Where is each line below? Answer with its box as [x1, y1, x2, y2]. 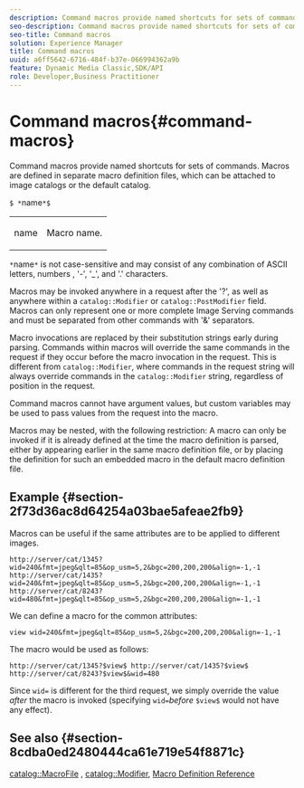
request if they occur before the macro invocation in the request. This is [9, 351, 278, 362]
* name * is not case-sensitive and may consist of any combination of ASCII [9, 259, 288, 270]
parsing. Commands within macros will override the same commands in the [9, 341, 290, 353]
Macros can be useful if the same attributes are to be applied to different [9, 527, 280, 538]
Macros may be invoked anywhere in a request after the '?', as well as [9, 286, 269, 297]
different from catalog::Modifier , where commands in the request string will [9, 361, 295, 372]
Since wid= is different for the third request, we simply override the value [9, 685, 280, 696]
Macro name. [46, 226, 103, 239]
